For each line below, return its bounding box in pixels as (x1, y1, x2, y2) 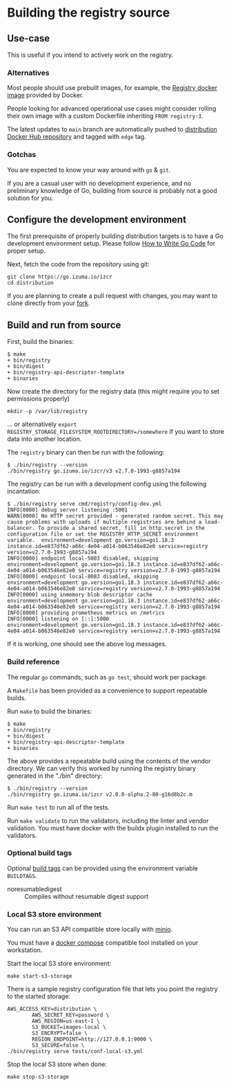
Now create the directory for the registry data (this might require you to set (7, 387, 220, 396)
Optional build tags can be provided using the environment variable (7, 864, 199, 873)
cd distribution (7, 280, 54, 286)
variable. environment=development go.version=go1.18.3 (7, 537, 174, 544)
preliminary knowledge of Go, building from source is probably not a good (7, 186, 217, 194)
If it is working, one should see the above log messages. (7, 640, 167, 648)
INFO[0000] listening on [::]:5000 (7, 616, 110, 623)
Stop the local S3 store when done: (7, 1060, 107, 1068)
